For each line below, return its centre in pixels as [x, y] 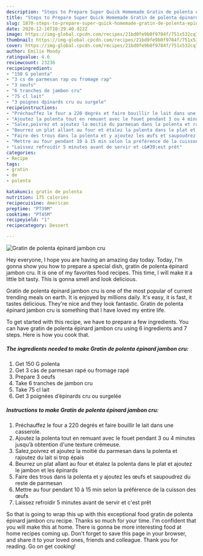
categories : [21, 153]
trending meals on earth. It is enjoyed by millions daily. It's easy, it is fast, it [99, 297]
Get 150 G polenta [37, 363]
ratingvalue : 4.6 [28, 57]
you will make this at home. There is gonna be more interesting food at [94, 527]
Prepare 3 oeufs [35, 377]
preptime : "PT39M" [29, 209]
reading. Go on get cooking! [41, 546]
